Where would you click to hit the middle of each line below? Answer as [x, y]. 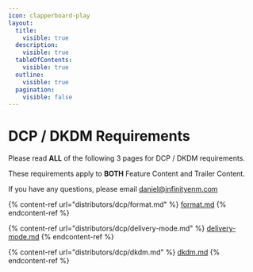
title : [26, 30]
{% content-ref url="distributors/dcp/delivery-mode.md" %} [107, 228]
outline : [30, 75]
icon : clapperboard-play [49, 16]
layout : [21, 23]
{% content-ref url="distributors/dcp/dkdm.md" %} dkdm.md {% [114, 252]
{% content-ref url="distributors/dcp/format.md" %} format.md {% [117, 204]
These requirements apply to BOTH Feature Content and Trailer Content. [127, 174]
